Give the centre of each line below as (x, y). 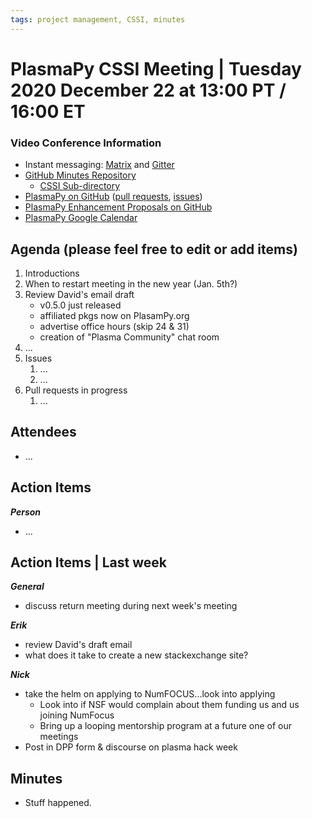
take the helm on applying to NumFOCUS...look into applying (150, 694)
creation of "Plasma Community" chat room (129, 337)
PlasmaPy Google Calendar (81, 218)
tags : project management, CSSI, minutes (98, 19)
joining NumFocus (77, 715)
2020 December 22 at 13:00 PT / (148, 90)
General (27, 587)
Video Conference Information (86, 143)
